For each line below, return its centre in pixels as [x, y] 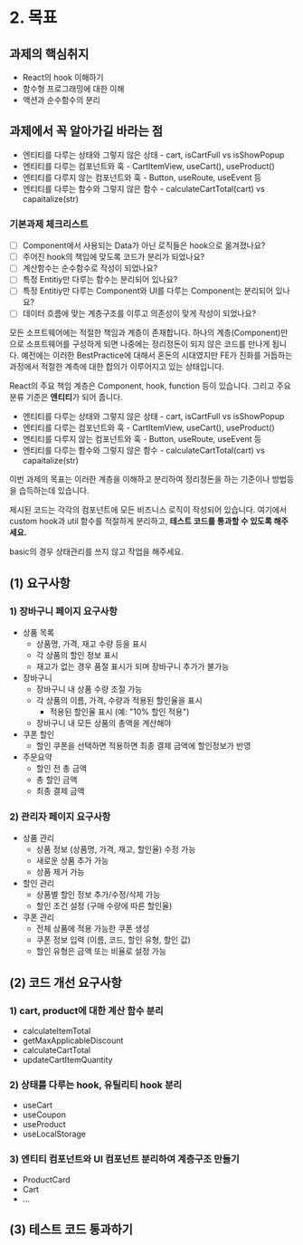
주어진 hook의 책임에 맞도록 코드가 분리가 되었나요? [114, 257]
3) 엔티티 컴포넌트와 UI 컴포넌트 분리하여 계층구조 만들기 [124, 1159]
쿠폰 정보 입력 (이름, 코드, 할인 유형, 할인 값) [114, 940]
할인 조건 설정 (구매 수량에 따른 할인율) [104, 906]
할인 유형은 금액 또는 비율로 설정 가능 [101, 952]
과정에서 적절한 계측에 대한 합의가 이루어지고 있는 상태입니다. [117, 367]
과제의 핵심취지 [49, 54]
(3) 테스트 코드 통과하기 [71, 1230]
